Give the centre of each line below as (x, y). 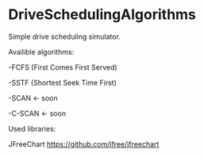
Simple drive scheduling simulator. (64, 36)
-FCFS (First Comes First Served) (63, 67)
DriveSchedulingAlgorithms (102, 15)
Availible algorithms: (41, 52)
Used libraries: (32, 128)
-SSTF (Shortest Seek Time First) (63, 82)
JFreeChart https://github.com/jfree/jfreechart (84, 144)
